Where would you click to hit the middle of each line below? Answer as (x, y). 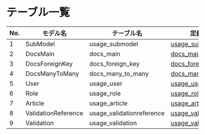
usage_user (106, 83)
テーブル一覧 (38, 12)
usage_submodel (114, 44)
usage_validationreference (127, 113)
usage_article (109, 103)
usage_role (105, 93)
